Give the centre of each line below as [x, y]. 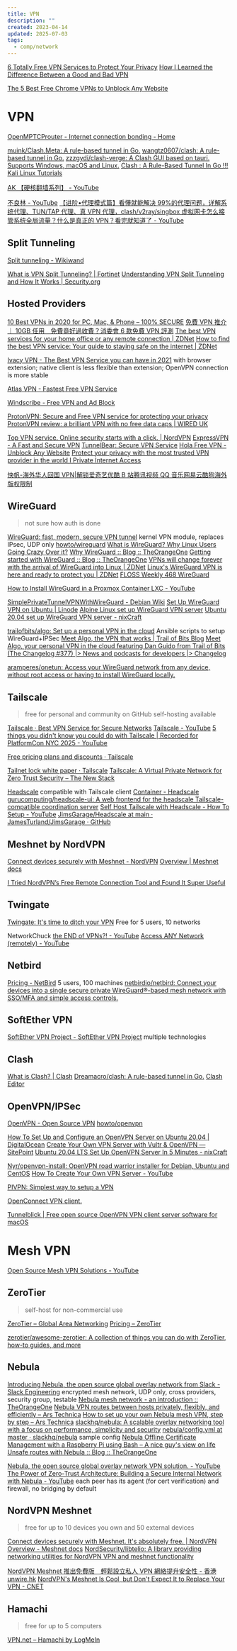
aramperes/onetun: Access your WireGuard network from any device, [109, 667]
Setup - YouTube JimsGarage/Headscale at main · [80, 815]
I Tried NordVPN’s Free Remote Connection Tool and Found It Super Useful [116, 883]
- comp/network [36, 47]
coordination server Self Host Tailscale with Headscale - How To [135, 807]
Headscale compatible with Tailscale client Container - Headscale [103, 792]
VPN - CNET [25, 1586]
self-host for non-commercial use [74, 1310]
